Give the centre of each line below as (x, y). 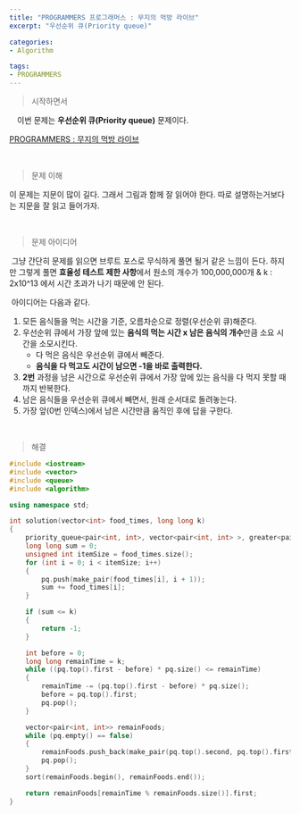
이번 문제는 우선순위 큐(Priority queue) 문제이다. (103, 120)
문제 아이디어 (54, 242)
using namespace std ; (50, 505)
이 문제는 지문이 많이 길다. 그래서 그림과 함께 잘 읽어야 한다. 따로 (121, 194)
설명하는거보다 (260, 194)
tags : (19, 67)
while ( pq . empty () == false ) (79, 735)
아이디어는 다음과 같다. (51, 302)
